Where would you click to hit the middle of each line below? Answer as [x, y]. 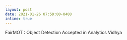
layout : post [19, 10]
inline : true [19, 19]
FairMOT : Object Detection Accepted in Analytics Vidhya [64, 33]
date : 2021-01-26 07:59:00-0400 [38, 14]
